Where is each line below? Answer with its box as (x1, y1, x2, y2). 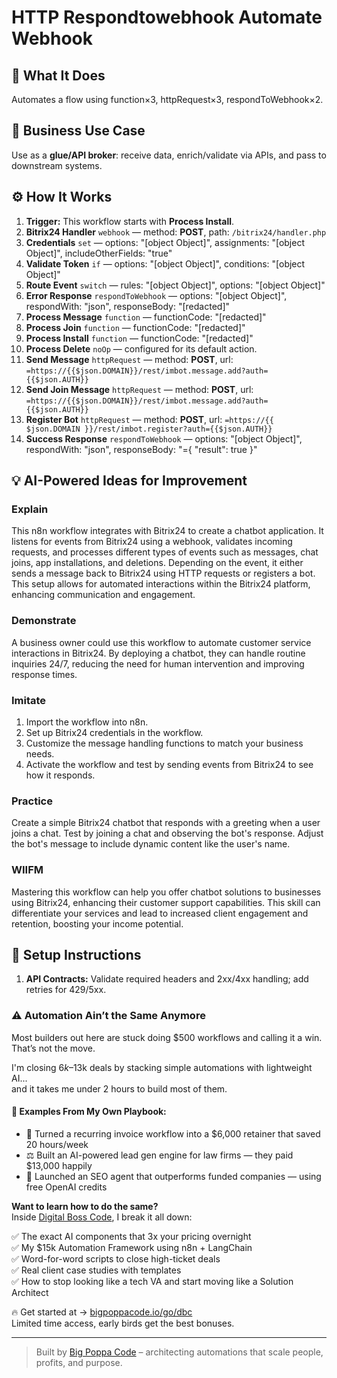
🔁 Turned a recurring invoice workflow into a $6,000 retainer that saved (25, 1127, 321, 1140)
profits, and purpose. (35, 1356, 123, 1368)
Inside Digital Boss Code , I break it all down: (11, 1211, 193, 1223)
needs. (25, 747, 55, 760)
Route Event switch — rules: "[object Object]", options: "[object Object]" (25, 279, 326, 291)
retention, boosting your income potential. (11, 917, 184, 930)
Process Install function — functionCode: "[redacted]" (25, 332, 254, 344)
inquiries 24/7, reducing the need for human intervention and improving (11, 657, 305, 670)
